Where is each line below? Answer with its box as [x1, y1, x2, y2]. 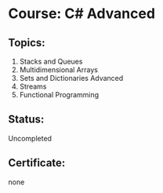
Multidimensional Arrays [19, 65, 98, 75]
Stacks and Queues [19, 56, 83, 66]
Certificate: [8, 156, 66, 169]
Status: [8, 113, 45, 126]
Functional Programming [19, 90, 100, 99]
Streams [19, 82, 47, 91]
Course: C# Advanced [8, 5, 155, 23]
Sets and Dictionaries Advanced [19, 74, 124, 82]
